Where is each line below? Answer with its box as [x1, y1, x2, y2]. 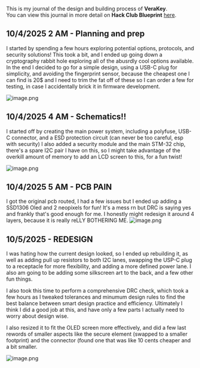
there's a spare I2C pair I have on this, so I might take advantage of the [6, 147, 181, 154]
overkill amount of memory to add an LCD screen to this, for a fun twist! [6, 153, 183, 160]
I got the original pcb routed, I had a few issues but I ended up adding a [6, 197, 182, 205]
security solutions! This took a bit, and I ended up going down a [6, 51, 163, 58]
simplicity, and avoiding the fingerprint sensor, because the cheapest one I [6, 70, 190, 77]
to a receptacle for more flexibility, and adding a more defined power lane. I [6, 263, 192, 270]
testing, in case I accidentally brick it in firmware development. [6, 83, 161, 90]
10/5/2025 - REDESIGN [6, 234, 93, 244]
